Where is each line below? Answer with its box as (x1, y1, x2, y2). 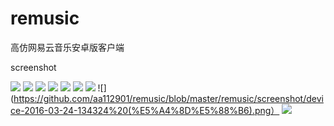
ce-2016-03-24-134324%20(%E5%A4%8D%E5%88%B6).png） (10, 104, 280, 116)
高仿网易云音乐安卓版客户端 (10, 41, 125, 53)
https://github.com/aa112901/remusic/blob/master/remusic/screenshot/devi (13, 92, 324, 104)
